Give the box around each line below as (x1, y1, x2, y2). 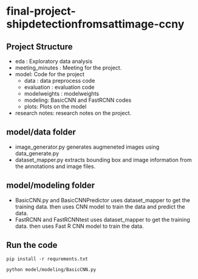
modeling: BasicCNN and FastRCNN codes (24, 96, 132, 104)
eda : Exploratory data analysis (15, 58, 93, 65)
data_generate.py (15, 149, 60, 157)
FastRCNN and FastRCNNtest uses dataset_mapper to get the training (15, 216, 190, 223)
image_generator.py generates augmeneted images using (15, 143, 160, 150)
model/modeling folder (6, 180, 95, 191)
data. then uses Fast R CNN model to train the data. (15, 222, 144, 230)
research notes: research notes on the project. (15, 110, 132, 116)
